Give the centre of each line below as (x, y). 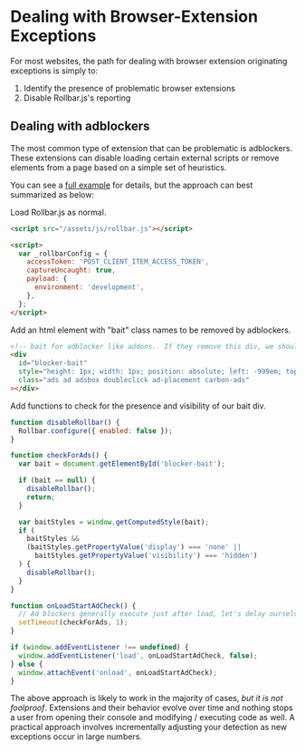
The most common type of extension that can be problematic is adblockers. (152, 148)
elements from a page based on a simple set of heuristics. (119, 167)
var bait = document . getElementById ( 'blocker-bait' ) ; (122, 464)
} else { (27, 664)
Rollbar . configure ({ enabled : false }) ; (95, 431)
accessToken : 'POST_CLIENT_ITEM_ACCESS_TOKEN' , (118, 262)
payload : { (47, 279)
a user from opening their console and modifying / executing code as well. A (152, 717)
